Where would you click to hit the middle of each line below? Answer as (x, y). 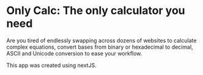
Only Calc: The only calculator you (96, 11)
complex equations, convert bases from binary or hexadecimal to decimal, (100, 47)
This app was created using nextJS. (51, 65)
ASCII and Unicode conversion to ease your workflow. (74, 53)
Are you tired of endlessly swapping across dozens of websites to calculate (102, 40)
